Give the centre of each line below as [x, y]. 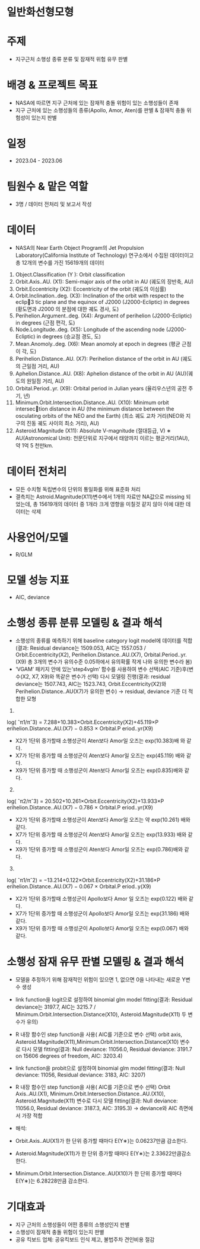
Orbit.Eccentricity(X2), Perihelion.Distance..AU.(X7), [79, 654]
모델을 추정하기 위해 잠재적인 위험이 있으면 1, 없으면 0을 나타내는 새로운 [98, 979]
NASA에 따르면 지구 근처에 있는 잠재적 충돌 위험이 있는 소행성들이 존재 [97, 103]
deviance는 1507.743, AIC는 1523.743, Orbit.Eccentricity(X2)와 [91, 684]
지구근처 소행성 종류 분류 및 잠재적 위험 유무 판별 [72, 59]
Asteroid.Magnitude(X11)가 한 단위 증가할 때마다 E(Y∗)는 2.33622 [93, 1153]
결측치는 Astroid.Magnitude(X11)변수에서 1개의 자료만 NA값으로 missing [100, 497]
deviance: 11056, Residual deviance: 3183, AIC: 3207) [80, 1075]
